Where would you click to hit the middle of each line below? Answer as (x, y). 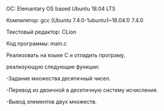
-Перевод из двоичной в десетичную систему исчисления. (82, 90)
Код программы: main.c (37, 43)
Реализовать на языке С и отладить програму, (66, 55)
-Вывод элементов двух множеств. (51, 102)
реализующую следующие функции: (53, 67)
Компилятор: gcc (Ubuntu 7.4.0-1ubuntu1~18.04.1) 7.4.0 (75, 20)
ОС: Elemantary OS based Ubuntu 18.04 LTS (61, 9)
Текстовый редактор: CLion (41, 32)
